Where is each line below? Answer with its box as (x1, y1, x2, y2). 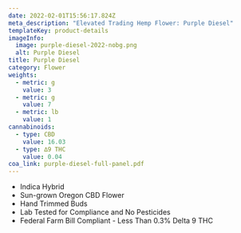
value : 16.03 (22, 137, 66, 146)
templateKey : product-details (8, 26, 109, 34)
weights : (8, 71, 38, 79)
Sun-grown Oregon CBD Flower (19, 191, 125, 200)
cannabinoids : (8, 123, 56, 131)
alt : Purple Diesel (15, 49, 81, 57)
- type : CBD (15, 130, 56, 138)
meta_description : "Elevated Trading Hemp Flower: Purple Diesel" (8, 19, 234, 27)
